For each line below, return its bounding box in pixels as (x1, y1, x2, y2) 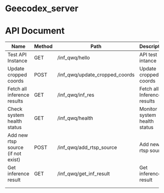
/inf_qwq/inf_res (57, 91, 94, 98)
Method (34, 43, 53, 50)
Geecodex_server (5, 3, 79, 14)
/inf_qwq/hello (57, 54, 90, 61)
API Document (5, 25, 65, 37)
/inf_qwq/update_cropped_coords (57, 71, 135, 78)
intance (139, 57, 157, 64)
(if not (7, 150, 21, 157)
